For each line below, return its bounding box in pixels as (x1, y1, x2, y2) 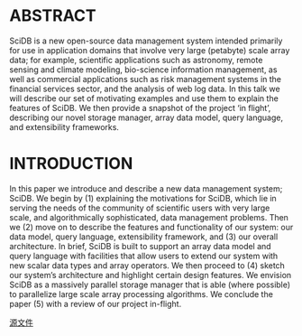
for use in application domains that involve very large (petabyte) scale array (9, 44, 290, 55)
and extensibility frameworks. (9, 121, 120, 132)
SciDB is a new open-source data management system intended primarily (9, 35, 283, 46)
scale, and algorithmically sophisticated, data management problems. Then (9, 211, 288, 222)
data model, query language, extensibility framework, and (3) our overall (9, 231, 279, 242)
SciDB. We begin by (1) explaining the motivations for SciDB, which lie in (9, 192, 277, 203)
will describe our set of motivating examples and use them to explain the (9, 92, 279, 104)
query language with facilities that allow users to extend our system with (9, 250, 279, 261)
